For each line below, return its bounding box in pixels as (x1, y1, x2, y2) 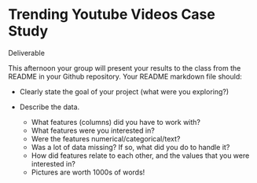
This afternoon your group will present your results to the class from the (8, 63, 241, 72)
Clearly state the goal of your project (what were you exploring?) (19, 86, 229, 96)
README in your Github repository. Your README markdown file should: (8, 71, 242, 81)
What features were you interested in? (31, 126, 155, 135)
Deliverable (8, 48, 46, 57)
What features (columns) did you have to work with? (31, 117, 200, 126)
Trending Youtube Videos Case (8, 5, 216, 24)
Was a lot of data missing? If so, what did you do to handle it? (31, 142, 230, 152)
